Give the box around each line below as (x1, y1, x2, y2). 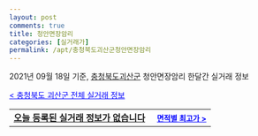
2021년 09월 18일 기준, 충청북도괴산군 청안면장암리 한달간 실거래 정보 (9, 72, 249, 82)
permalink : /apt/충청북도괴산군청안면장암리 (9, 46, 152, 55)
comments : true (9, 21, 65, 30)
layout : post (9, 12, 57, 22)
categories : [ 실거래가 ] (9, 37, 90, 47)
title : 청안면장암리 (9, 29, 73, 38)
